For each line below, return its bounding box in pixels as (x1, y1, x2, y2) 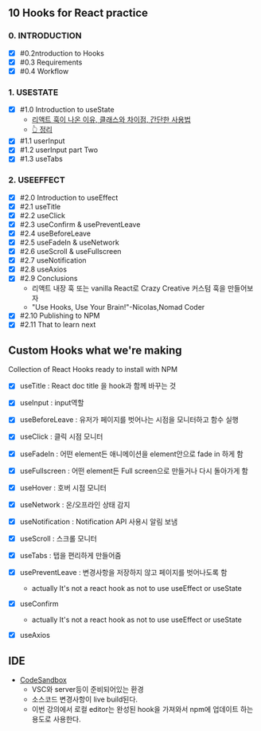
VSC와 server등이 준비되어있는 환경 (31, 684, 145, 694)
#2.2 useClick (19, 210, 66, 220)
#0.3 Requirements (19, 57, 83, 67)
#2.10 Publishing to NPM (19, 311, 100, 321)
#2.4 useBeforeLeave (19, 229, 92, 238)
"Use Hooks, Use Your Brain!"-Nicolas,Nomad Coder (31, 303, 205, 312)
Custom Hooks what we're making (8, 343, 182, 357)
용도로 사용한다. (31, 714, 81, 724)
